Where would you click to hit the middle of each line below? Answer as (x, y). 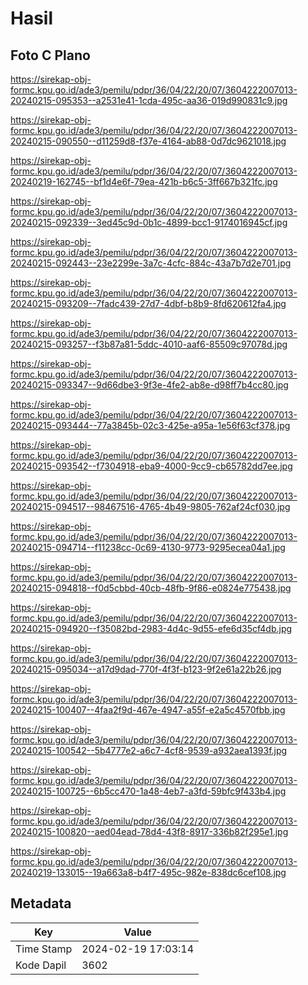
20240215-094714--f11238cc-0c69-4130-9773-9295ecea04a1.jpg (148, 547)
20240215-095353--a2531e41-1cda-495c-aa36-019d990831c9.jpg (149, 100)
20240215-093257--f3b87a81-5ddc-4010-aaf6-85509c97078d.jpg (149, 344)
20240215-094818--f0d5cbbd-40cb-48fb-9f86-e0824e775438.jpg (151, 588)
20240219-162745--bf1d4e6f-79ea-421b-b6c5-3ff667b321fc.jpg (144, 181)
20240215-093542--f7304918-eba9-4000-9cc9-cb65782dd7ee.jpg (151, 466)
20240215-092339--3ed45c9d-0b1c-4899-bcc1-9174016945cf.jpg (149, 222)
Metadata (41, 903)
